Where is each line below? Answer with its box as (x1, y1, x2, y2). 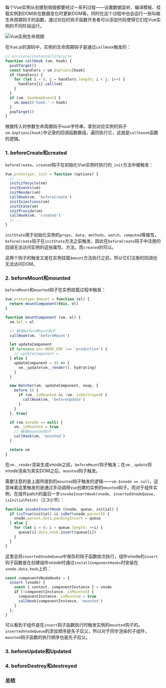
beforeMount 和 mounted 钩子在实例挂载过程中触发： (5, 287, 106, 293)
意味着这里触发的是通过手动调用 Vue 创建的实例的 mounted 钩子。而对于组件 (5, 484, 154, 490)
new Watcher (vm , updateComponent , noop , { (9, 383, 99, 388)
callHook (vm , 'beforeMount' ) (9, 333, 70, 338)
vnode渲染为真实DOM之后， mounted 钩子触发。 (5, 468, 101, 474)
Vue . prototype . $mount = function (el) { (5, 297, 90, 302)
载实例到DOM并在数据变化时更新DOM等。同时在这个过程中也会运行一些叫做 (5, 10, 161, 16)
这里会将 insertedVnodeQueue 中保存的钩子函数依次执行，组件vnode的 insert (5, 553, 159, 559)
